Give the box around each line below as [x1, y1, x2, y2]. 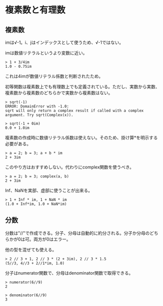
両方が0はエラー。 [33, 236, 71, 242]
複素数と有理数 [5, 4, 66, 16]
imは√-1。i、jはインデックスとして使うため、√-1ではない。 [5, 40, 124, 45]
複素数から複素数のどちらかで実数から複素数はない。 [5, 90, 113, 96]
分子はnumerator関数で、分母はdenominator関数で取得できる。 [5, 270, 134, 276]
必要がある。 [5, 141, 31, 146]
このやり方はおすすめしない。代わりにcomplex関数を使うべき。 [5, 164, 134, 170]
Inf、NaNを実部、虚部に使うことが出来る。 [5, 188, 93, 193]
